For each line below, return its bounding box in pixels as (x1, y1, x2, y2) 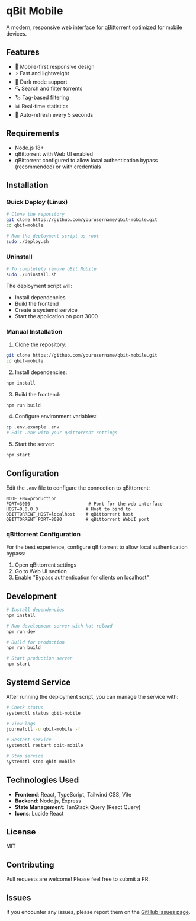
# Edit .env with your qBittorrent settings (6, 430, 118, 436)
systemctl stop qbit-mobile (6, 759, 76, 765)
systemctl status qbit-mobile (6, 710, 81, 716)
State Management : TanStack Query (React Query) (14, 803, 141, 810)
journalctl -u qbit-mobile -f (6, 726, 81, 733)
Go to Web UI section (14, 568, 67, 575)
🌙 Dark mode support (14, 78, 68, 85)
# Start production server (6, 655, 73, 661)
